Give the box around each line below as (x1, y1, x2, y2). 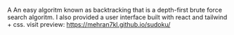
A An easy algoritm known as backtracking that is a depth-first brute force (7, 6, 223, 14)
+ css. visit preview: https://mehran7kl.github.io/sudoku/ (7, 21, 171, 28)
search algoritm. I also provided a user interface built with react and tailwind (7, 13, 228, 21)
